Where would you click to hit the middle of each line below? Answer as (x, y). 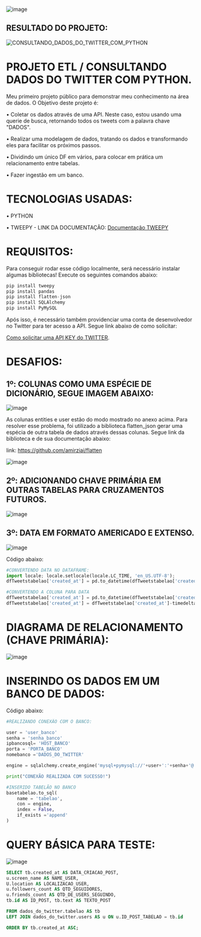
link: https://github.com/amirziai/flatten (54, 450)
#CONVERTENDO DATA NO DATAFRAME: (48, 570)
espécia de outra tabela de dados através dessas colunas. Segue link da (95, 432)
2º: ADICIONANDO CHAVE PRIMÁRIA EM (84, 481)
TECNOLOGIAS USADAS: (69, 199)
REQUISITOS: (40, 252)
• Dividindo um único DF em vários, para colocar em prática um (85, 157)
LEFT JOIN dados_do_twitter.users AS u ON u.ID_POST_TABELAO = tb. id (95, 917)
